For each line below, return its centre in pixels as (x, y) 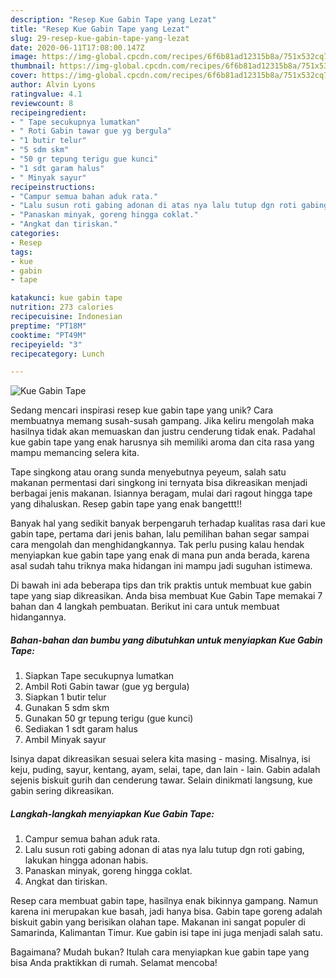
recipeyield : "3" (46, 344)
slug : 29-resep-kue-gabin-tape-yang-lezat (100, 38)
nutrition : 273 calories (62, 307)
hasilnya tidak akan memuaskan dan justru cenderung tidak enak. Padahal (163, 432)
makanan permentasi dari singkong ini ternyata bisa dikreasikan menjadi (159, 483)
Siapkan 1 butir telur (65, 697)
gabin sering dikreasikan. (62, 791)
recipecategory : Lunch (57, 354)
